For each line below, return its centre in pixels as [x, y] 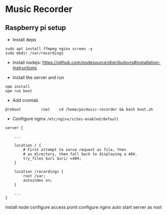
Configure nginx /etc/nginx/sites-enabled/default [65, 119]
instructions [25, 68]
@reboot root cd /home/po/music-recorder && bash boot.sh [79, 109]
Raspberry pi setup [36, 28]
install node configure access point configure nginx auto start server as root [83, 207]
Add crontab [25, 100]
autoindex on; [38, 180]
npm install [17, 86]
